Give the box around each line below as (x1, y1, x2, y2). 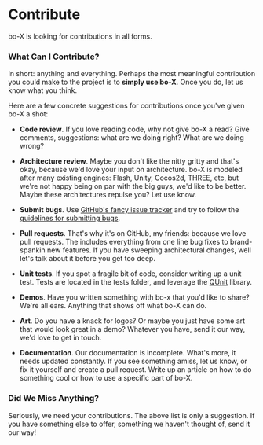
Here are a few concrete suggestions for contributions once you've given (8, 101, 245, 111)
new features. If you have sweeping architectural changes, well (46, 245, 251, 255)
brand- (230, 237, 253, 247)
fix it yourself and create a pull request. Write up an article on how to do (19, 365, 252, 374)
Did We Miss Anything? (8, 393, 100, 404)
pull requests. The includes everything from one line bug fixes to (19, 237, 229, 247)
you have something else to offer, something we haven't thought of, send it (8, 419, 250, 428)
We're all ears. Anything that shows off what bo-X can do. (19, 301, 207, 311)
